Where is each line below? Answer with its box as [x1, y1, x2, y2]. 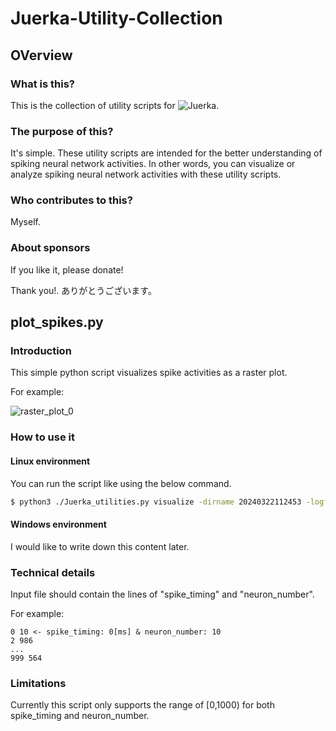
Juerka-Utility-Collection [10, 7, 223, 30]
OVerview [10, 47, 73, 64]
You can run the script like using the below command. [10, 477, 232, 489]
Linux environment [10, 455, 91, 467]
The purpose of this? [10, 124, 114, 138]
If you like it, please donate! [10, 263, 124, 276]
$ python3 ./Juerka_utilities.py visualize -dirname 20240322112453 [10, 497, 302, 507]
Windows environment [10, 518, 107, 531]
